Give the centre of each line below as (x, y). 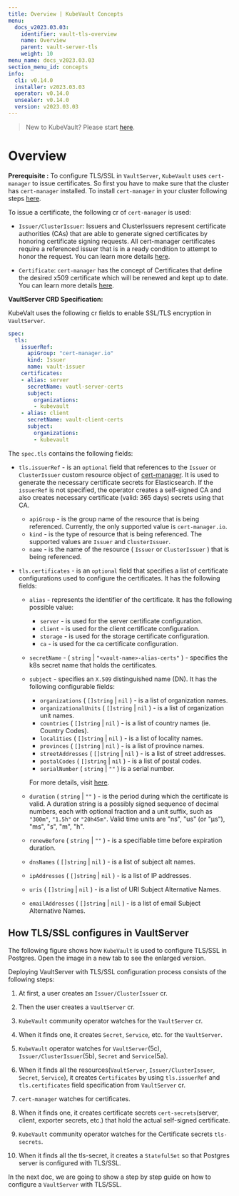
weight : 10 (37, 54)
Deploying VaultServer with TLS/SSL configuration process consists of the (117, 971)
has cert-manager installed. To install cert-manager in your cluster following (118, 190)
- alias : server (45, 380)
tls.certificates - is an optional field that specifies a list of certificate (123, 571)
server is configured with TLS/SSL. (70, 1162)
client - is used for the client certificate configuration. (120, 628)
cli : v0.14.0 (34, 80)
